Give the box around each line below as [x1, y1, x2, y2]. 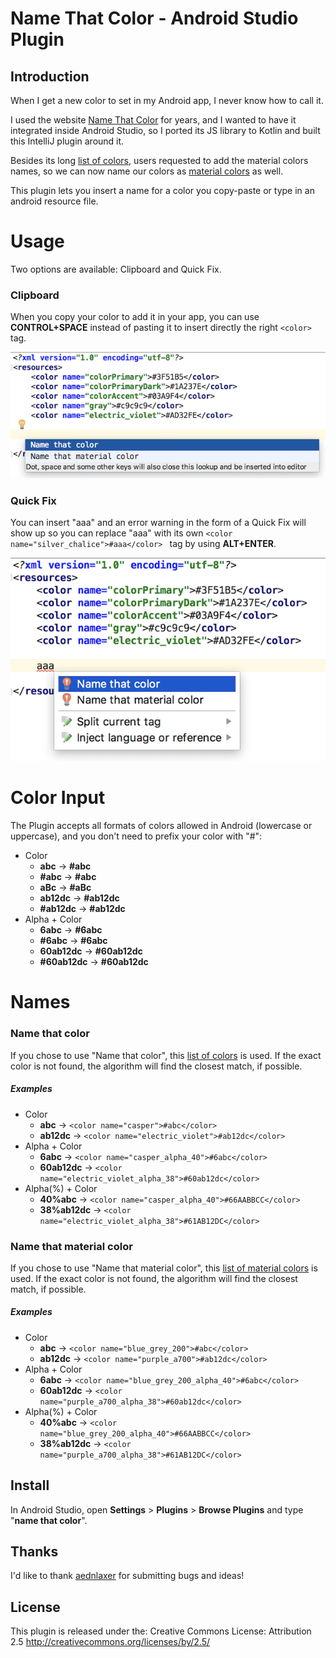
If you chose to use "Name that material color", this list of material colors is [10, 1262, 318, 1274]
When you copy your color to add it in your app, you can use [10, 311, 260, 323]
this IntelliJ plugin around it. [10, 135, 125, 147]
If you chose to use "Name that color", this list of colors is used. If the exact [10, 1049, 322, 1061]
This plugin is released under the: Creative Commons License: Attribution [10, 1625, 312, 1637]
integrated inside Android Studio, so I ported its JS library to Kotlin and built [10, 125, 321, 136]
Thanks [10, 1543, 59, 1561]
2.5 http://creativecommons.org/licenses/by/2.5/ [10, 1636, 211, 1648]
